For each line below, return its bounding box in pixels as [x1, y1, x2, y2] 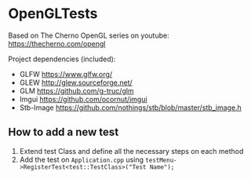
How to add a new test [8, 126, 119, 139]
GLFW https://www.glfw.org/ [19, 69, 112, 79]
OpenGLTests [8, 5, 98, 23]
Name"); [149, 163, 175, 171]
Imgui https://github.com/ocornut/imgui [19, 94, 147, 104]
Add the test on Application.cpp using [19, 155, 144, 164]
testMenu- [144, 156, 178, 164]
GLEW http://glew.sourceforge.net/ [19, 78, 133, 87]
